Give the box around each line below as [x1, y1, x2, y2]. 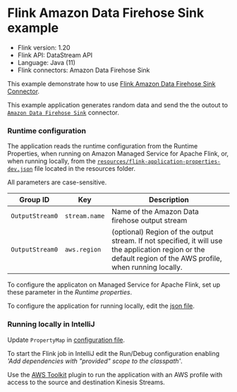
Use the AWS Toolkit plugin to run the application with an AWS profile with [7, 370, 223, 379]
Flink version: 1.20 [17, 43, 71, 52]
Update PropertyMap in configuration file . [7, 335, 126, 344]
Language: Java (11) [17, 58, 76, 66]
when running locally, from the [7, 157, 97, 165]
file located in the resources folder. [34, 165, 136, 173]
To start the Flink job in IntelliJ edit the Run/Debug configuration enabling [7, 349, 220, 357]
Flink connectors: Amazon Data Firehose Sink [17, 66, 150, 74]
